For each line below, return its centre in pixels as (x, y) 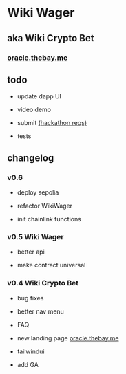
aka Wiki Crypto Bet (51, 38)
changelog (31, 158)
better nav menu (40, 311)
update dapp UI (39, 96)
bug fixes (30, 298)
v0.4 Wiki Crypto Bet (43, 283)
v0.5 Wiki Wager (35, 236)
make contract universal (51, 265)
